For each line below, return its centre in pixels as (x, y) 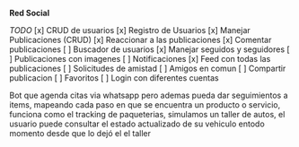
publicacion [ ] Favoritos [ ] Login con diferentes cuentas (114, 78)
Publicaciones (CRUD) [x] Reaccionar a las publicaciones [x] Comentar (141, 40)
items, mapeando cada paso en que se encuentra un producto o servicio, (145, 105)
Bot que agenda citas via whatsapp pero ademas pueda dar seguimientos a (149, 95)
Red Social (30, 13)
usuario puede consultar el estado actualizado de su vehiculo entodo (137, 124)
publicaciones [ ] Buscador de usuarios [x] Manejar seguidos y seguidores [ (149, 49)
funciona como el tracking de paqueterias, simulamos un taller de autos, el (147, 114)
